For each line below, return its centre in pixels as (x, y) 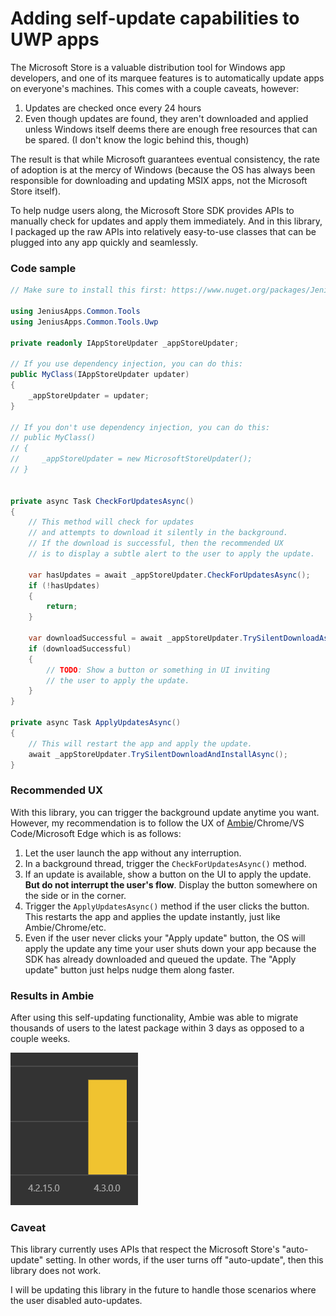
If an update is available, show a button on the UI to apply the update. (168, 874)
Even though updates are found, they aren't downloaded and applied (166, 118)
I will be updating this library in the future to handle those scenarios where (163, 1290)
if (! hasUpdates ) (64, 585)
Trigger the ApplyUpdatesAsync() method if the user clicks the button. (167, 906)
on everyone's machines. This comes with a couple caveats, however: (155, 88)
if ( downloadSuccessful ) (80, 648)
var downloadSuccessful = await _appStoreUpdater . (136, 638)
